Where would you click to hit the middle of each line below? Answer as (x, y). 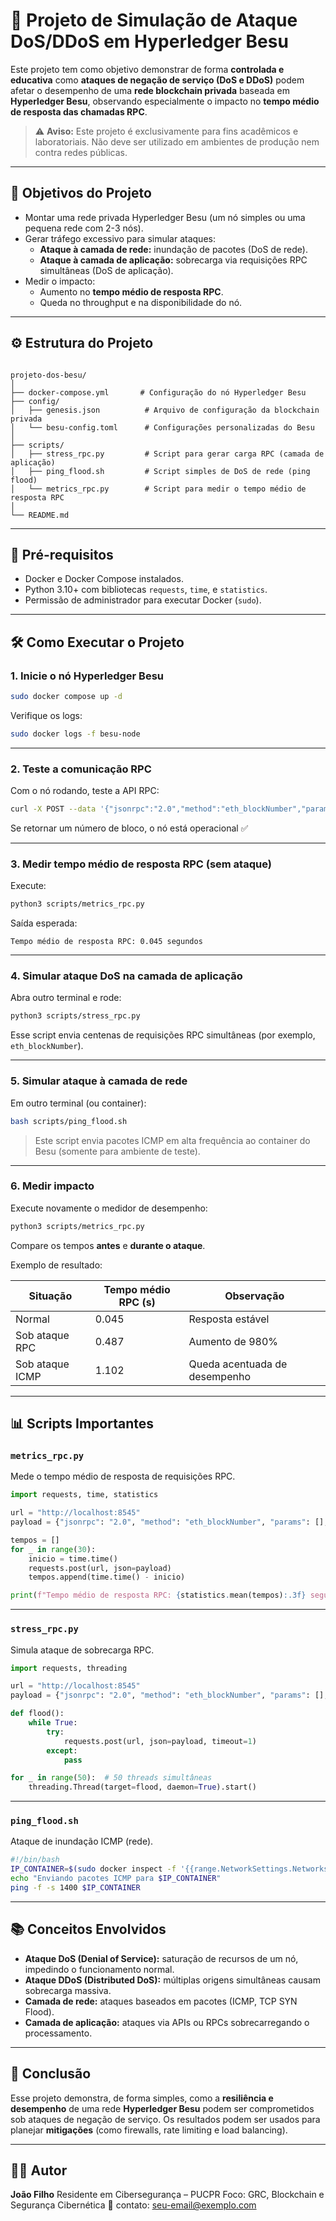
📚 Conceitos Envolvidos (88, 1929)
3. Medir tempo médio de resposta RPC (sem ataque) (141, 864)
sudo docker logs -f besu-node (75, 734)
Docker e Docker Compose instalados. (104, 579)
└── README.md (40, 515)
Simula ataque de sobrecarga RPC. (82, 1650)
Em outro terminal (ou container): (78, 1103)
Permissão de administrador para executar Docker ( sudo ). (143, 600)
